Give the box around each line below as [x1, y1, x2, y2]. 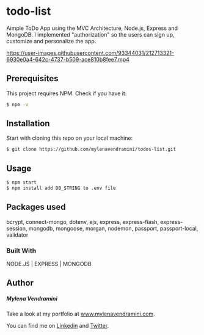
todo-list [6, 4, 51, 18]
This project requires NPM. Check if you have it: [6, 90, 127, 97]
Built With [6, 246, 37, 254]
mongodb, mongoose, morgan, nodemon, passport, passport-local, [28, 225, 199, 232]
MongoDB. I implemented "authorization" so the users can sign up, [6, 31, 175, 38]
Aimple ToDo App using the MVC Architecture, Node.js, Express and [6, 24, 178, 32]
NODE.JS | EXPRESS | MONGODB [6, 260, 92, 267]
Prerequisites [6, 73, 59, 84]
